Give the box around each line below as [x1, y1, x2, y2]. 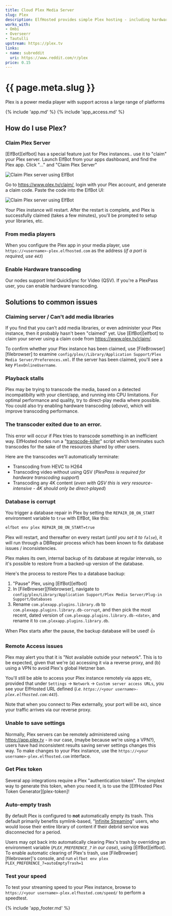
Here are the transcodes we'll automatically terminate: [5, 453, 119, 459]
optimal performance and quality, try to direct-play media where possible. [5, 397, 161, 403]
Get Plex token [5, 766, 42, 773]
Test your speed [5, 872, 47, 880]
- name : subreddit [5, 50, 45, 55]
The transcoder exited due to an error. [5, 421, 102, 428]
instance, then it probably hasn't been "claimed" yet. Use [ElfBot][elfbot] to [5, 330, 164, 336]
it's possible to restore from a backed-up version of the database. [5, 560, 144, 566]
